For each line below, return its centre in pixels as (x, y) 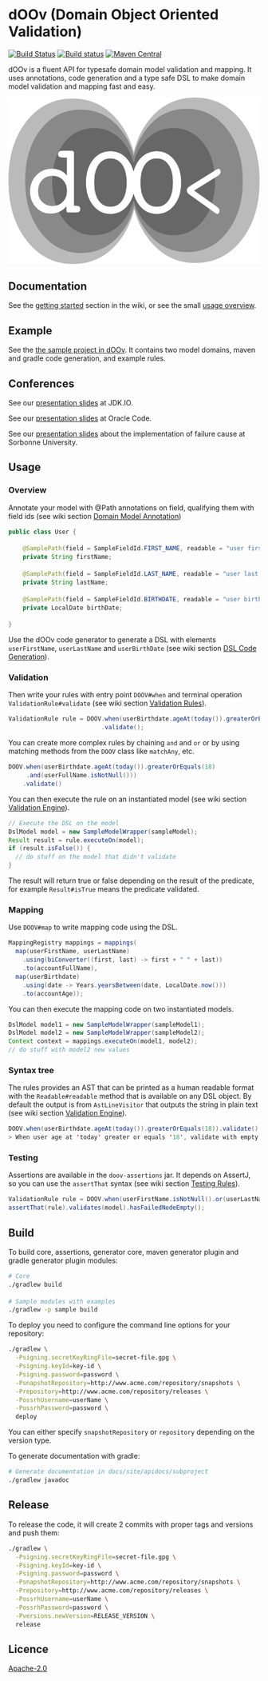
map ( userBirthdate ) (48, 976)
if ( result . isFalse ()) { (49, 848)
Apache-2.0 (28, 1668)
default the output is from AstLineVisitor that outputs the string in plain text (133, 1104)
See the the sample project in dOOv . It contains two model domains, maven (132, 350)
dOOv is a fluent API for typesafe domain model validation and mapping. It (130, 69)
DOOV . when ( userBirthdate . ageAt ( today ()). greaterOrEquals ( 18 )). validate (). (135, 1129)
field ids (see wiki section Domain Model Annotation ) (95, 516)
